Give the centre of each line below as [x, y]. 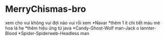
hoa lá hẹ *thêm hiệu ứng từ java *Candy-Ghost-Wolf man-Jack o [72, 28]
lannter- [148, 28]
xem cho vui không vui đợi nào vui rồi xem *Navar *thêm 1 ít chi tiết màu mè [82, 23]
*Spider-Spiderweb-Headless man [54, 33]
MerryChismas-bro [46, 9]
